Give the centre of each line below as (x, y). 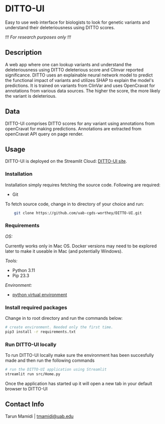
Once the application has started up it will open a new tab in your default (79, 384)
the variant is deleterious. (31, 96)
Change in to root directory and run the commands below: (64, 318)
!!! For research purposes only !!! (38, 37)
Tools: (11, 261)
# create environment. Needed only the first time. (59, 327)
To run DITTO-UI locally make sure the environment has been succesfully (80, 355)
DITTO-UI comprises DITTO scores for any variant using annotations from (80, 123)
